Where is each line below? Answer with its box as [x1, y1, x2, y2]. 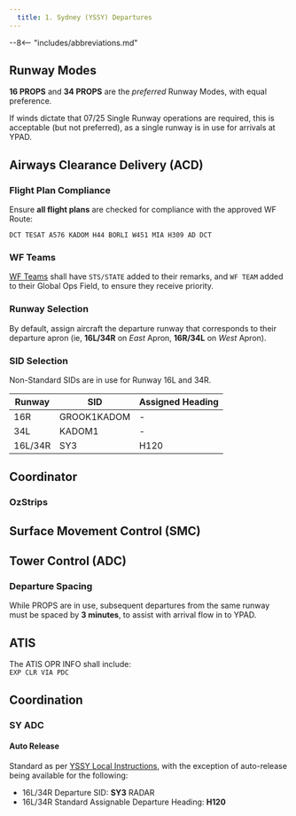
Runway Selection [9, 303, 89, 315]
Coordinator [9, 470, 78, 485]
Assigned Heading [138, 396, 219, 408]
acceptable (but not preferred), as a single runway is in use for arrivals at [9, 122, 277, 133]
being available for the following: [9, 770, 129, 781]
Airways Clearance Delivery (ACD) [9, 157, 204, 173]
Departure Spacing [9, 580, 93, 593]
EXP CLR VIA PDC [9, 668, 69, 678]
